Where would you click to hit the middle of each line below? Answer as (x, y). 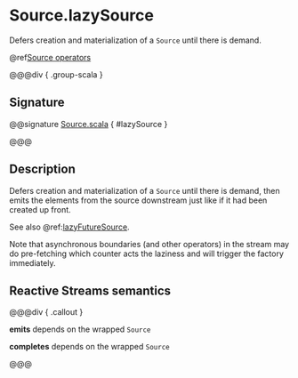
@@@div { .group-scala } (56, 74)
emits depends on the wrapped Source (80, 329)
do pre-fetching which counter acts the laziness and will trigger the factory (147, 253)
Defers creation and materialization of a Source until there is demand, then (145, 190)
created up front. (40, 209)
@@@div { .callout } (46, 312)
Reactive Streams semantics (90, 290)
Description (42, 169)
